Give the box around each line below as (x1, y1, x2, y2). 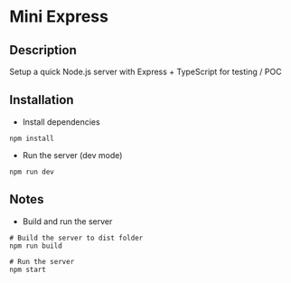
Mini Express (9, 6, 108, 27)
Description (9, 42, 77, 58)
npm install (9, 134, 54, 143)
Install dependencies (22, 116, 101, 127)
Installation (9, 92, 74, 108)
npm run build (9, 241, 63, 250)
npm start (9, 265, 47, 274)
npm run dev (9, 167, 54, 176)
